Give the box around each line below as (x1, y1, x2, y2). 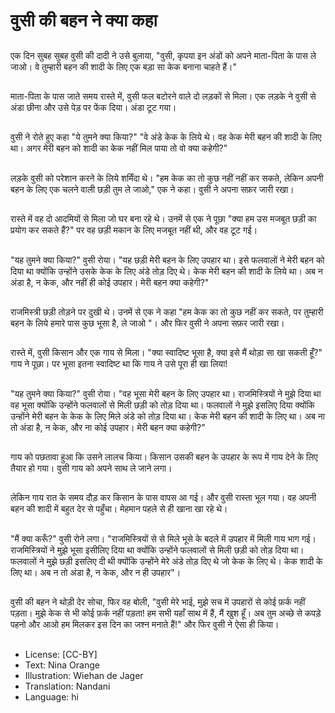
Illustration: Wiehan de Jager (24, 669, 144, 681)
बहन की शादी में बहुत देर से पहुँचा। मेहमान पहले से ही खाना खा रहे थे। (10, 503, 228, 515)
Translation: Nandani (24, 680, 111, 692)
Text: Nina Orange (24, 659, 100, 671)
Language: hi (24, 690, 79, 703)
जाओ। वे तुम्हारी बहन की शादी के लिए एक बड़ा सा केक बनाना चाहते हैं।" (10, 60, 238, 73)
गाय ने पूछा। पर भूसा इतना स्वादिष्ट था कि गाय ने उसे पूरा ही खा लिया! (10, 358, 228, 370)
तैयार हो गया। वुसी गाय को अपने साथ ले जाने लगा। (10, 462, 173, 474)
